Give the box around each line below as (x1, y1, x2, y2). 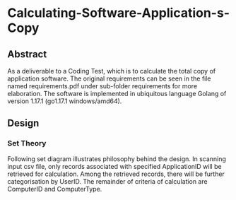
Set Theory (7, 139, 47, 148)
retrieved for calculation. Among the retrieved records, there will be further (7, 170, 225, 178)
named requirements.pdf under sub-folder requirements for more (7, 82, 198, 90)
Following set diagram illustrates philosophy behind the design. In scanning (7, 154, 226, 163)
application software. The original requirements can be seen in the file (7, 74, 211, 83)
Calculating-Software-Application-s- (7, 5, 230, 21)
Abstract (7, 48, 47, 60)
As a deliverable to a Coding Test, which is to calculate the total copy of (7, 67, 216, 75)
